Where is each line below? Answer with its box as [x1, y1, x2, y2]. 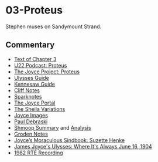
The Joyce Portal [13, 99, 56, 106]
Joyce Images [13, 112, 48, 119]
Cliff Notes [13, 86, 40, 94]
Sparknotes [13, 93, 42, 100]
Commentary [5, 40, 55, 50]
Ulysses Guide [13, 74, 49, 81]
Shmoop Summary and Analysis [13, 124, 91, 131]
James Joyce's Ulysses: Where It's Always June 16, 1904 [13, 143, 153, 150]
